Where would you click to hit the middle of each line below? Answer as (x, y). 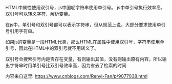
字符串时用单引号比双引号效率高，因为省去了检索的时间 (68, 65)
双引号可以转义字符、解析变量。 (39, 14)
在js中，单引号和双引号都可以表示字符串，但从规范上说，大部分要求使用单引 (85, 25)
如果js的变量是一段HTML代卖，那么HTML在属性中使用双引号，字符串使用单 (85, 42)
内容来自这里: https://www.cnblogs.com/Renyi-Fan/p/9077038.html (77, 76)
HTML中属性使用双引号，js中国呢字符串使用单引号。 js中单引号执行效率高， (85, 7)
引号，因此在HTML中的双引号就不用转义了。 (52, 48)
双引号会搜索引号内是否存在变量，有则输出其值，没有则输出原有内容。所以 (84, 59)
